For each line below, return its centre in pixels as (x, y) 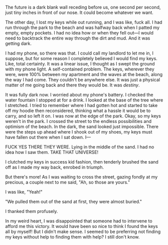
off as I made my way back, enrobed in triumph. (55, 167)
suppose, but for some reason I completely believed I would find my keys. (81, 58)
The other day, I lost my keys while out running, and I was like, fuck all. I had (84, 22)
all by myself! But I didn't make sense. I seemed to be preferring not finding (83, 231)
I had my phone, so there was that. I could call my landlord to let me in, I (79, 53)
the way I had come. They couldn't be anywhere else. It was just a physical (83, 80)
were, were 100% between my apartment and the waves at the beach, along (84, 74)
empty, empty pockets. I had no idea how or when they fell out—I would (79, 33)
